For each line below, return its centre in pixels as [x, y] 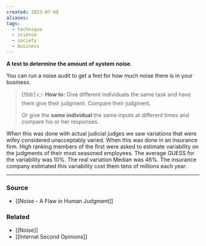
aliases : [17, 18]
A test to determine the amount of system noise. [69, 63]
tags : [13, 23]
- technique [27, 29]
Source [17, 188]
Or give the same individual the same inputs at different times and [105, 115]
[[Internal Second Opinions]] [51, 237]
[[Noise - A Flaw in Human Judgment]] [64, 201]
